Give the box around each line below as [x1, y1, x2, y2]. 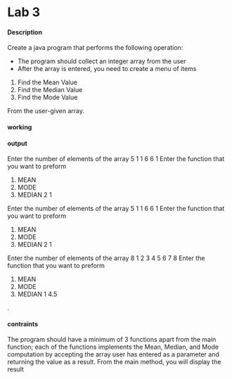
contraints [7, 319, 39, 328]
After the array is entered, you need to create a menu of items [17, 65, 197, 73]
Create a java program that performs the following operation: [7, 44, 183, 52]
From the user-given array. [7, 107, 84, 115]
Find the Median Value [17, 86, 83, 94]
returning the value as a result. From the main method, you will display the [7, 358, 221, 366]
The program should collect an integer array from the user [17, 57, 186, 65]
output [7, 139, 28, 148]
